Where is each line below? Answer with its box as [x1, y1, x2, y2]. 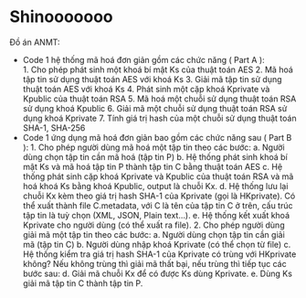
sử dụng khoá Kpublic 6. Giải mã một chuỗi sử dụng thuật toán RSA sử [22, 102, 288, 113]
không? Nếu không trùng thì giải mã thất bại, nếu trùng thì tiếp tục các [22, 258, 287, 269]
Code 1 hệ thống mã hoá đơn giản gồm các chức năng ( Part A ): [22, 54, 265, 65]
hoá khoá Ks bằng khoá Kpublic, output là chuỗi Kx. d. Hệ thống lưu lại [22, 180, 289, 191]
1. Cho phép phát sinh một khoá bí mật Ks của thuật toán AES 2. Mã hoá [22, 64, 294, 75]
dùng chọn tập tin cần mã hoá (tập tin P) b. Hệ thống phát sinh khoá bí [22, 151, 288, 162]
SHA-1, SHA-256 [22, 122, 86, 133]
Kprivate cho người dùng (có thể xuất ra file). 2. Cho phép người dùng [22, 219, 285, 230]
